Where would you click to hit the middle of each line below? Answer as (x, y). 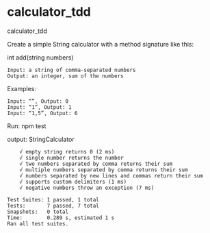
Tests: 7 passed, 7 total (53, 206)
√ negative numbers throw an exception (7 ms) (87, 188)
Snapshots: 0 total (38, 212)
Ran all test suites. (38, 223)
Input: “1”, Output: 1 (39, 107)
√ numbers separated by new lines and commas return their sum (111, 175)
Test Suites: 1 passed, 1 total (53, 199)
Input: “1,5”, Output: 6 (42, 113)
